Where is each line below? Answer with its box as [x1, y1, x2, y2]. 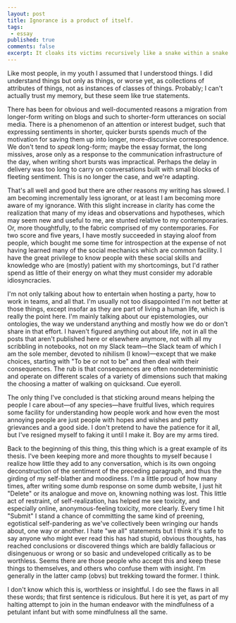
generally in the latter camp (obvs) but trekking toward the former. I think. [7, 572, 221, 580]
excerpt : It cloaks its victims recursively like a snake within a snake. [7, 50, 232, 57]
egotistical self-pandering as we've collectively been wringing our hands [7, 519, 218, 527]
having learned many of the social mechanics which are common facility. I [7, 246, 223, 254]
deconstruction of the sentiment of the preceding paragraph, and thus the [7, 467, 222, 475]
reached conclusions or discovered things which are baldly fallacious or [7, 541, 216, 550]
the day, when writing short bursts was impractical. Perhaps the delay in [7, 157, 217, 166]
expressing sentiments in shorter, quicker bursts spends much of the [7, 128, 207, 136]
